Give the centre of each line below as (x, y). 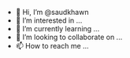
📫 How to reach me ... (52, 46)
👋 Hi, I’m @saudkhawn (52, 12)
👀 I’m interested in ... (49, 20)
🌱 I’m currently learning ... (58, 29)
